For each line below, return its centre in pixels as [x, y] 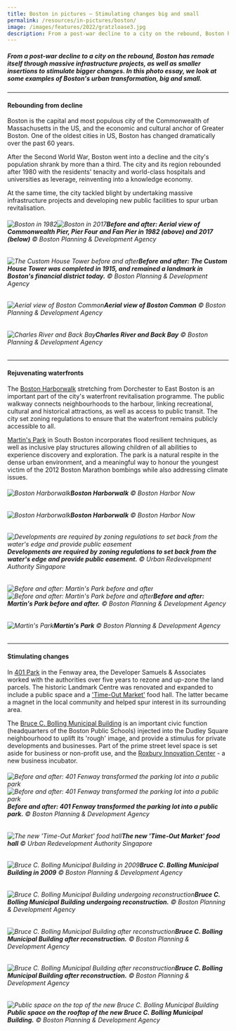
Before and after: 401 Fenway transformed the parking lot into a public [113, 806]
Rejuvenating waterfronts [46, 373]
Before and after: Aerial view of [153, 224]
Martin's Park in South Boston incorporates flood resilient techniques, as [112, 439]
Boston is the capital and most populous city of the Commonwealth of [108, 121]
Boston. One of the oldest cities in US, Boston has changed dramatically [111, 136]
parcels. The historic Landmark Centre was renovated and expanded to [110, 687]
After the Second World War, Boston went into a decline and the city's [108, 157]
